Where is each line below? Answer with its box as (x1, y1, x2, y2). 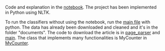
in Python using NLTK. (5, 9, 51, 15)
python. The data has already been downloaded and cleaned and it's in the (5, 24, 158, 30)
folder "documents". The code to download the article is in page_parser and (5, 30, 160, 35)
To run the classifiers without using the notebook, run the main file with (5, 19, 150, 25)
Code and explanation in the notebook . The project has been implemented (5, 4, 157, 10)
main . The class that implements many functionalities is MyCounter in (5, 35, 147, 41)
